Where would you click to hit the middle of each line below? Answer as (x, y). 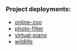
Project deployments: (38, 9)
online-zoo (28, 22)
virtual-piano (31, 35)
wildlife (24, 42)
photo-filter (29, 29)
